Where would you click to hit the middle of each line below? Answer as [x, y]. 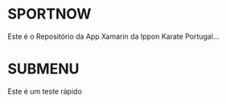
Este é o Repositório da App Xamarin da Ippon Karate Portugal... [113, 36]
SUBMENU [43, 69]
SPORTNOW [49, 14]
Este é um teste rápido [45, 91]
